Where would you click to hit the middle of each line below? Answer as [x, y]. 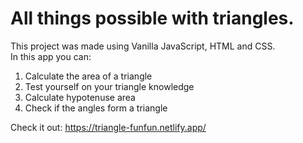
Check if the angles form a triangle [96, 108]
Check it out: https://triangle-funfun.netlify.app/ [108, 127]
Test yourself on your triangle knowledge [109, 86]
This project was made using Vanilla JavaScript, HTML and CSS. [143, 46]
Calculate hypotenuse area [80, 97]
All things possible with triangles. [152, 18]
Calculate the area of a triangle [88, 76]
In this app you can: [51, 56]
